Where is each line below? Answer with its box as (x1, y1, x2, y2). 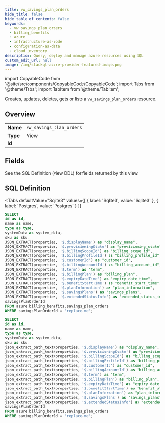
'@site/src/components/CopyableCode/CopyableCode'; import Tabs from (5, 81, 155, 87)
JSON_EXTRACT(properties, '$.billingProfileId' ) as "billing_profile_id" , (5, 253, 162, 258)
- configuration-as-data (9, 44, 60, 49)
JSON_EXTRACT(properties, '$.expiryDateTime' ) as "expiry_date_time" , (5, 276, 153, 281)
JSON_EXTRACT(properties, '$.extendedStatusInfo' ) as (5, 294, 118, 300)
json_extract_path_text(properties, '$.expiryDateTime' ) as (5, 382, 131, 387)
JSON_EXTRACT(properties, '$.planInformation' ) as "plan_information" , (5, 285, 155, 290)
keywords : (5, 21, 26, 26)
